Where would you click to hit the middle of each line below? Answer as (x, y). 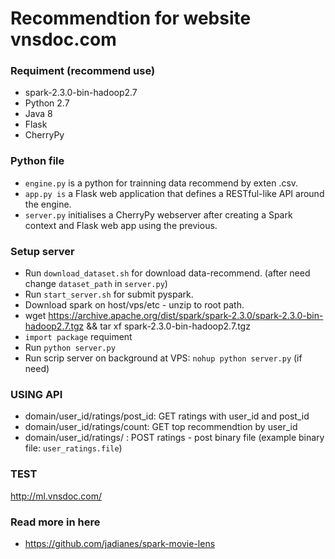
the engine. (48, 204)
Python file (37, 161)
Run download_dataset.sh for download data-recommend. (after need (167, 273)
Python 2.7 (47, 103)
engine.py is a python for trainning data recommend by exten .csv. (161, 183)
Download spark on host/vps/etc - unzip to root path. (134, 305)
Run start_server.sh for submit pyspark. (109, 294)
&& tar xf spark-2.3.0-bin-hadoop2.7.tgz (168, 326)
